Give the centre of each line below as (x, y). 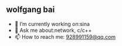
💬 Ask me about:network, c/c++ (53, 30)
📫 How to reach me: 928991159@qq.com (65, 37)
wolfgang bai (30, 10)
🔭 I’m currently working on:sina (52, 24)
